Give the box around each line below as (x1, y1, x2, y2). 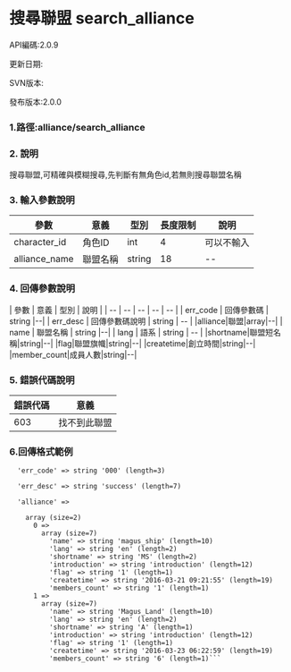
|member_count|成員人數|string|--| (9, 349, 137, 360)
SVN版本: (9, 77, 45, 88)
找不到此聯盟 (58, 417, 113, 430)
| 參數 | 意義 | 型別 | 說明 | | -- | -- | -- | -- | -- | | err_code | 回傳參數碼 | (9, 304, 270, 315)
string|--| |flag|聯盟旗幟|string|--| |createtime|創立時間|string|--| (19, 337, 256, 349)
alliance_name (13, 252, 74, 265)
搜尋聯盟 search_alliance (9, 8, 195, 29)
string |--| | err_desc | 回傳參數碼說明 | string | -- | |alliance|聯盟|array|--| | (9, 315, 283, 327)
